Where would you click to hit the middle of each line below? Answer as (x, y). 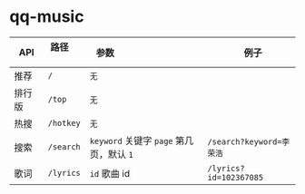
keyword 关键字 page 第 (137, 141)
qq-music (47, 17)
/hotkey (64, 123)
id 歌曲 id (110, 173)
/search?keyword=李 (249, 141)
